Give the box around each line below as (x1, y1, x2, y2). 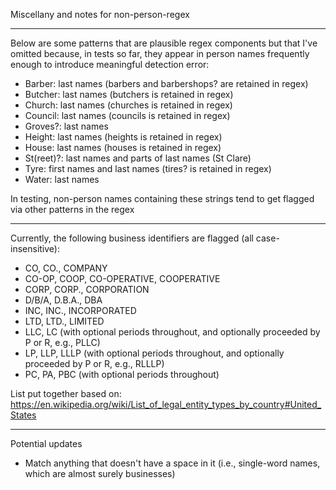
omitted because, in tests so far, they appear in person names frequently (10, 48, 310, 59)
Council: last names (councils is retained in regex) (24, 110, 231, 121)
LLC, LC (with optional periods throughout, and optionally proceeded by (24, 326, 321, 338)
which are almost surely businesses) (24, 468, 176, 479)
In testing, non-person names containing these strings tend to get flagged (10, 193, 315, 204)
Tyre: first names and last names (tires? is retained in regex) (24, 163, 272, 174)
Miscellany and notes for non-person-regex (10, 9, 190, 20)
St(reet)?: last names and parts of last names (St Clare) (24, 152, 252, 164)
